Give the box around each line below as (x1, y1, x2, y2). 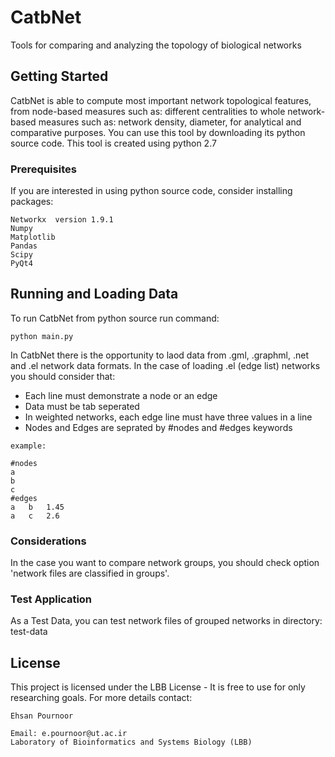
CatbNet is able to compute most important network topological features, (10, 94, 312, 106)
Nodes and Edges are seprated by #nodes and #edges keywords (24, 421, 293, 433)
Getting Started (10, 68, 109, 85)
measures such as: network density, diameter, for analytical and (38, 116, 302, 128)
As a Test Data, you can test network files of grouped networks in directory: (10, 615, 323, 627)
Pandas (10, 241, 38, 251)
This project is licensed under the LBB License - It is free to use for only (10, 681, 306, 693)
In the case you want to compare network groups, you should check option (10, 557, 320, 569)
